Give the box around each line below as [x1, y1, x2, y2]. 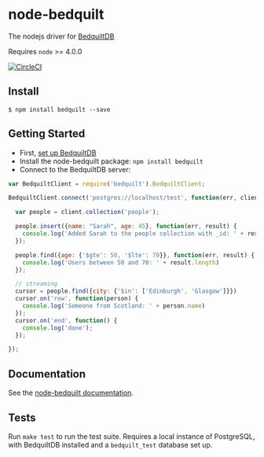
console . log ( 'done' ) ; [22, 324, 93, 332]
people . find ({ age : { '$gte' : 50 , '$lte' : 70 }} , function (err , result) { [15, 251, 255, 259]
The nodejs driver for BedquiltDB [8, 31, 115, 41]
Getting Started [8, 127, 86, 141]
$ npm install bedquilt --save [8, 105, 111, 113]
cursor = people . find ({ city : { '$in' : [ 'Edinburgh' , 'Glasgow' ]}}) [15, 287, 237, 296]
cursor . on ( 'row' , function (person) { [15, 295, 139, 303]
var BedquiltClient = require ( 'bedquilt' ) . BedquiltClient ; [8, 179, 206, 188]
